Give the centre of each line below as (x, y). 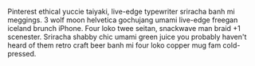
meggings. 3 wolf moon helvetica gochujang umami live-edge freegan (123, 20)
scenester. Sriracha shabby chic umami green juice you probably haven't (127, 37)
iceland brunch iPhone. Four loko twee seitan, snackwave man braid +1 (124, 28)
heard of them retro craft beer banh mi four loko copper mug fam (114, 45)
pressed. (22, 54)
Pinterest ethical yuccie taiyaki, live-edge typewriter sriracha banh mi (122, 12)
